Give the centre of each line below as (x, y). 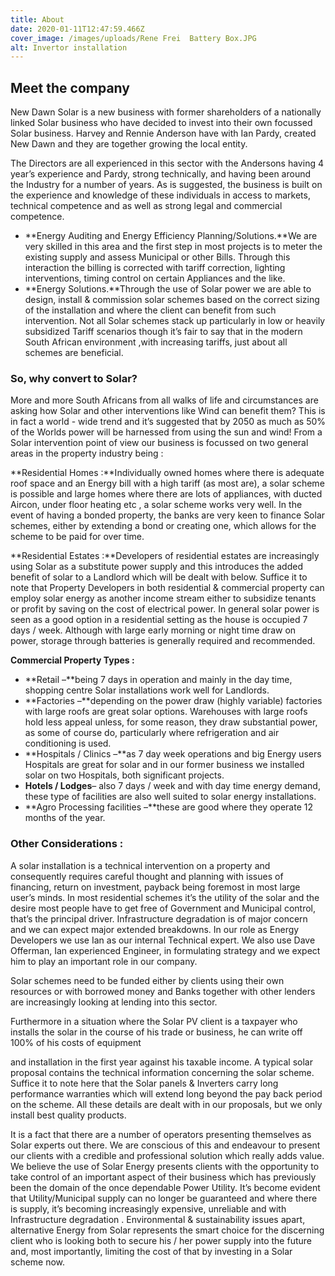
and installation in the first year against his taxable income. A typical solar (162, 1062)
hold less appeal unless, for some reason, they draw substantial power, (171, 722)
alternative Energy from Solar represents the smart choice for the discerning (167, 1230)
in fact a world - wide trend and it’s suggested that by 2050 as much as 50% (168, 422)
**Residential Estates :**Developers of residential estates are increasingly (165, 556)
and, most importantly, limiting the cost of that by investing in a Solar (151, 1251)
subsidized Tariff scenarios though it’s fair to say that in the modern (163, 332)
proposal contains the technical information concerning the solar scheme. (162, 1072)
